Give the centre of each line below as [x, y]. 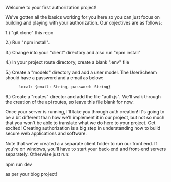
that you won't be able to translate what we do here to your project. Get [80, 123]
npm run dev [19, 164]
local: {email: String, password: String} [65, 87]
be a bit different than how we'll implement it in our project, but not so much [85, 117]
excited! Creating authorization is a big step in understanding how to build [83, 128]
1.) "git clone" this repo [29, 32]
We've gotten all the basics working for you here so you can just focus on [82, 17]
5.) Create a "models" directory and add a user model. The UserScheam [81, 72]
